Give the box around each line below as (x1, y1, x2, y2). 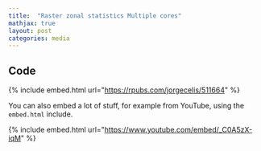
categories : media (8, 34, 70, 43)
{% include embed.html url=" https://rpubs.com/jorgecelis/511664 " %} (8, 85, 240, 95)
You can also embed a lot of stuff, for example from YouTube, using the (8, 101, 244, 111)
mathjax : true (8, 19, 56, 27)
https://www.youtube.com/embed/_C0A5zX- (104, 125, 253, 135)
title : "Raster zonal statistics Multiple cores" (8, 11, 182, 20)
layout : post (8, 27, 52, 35)
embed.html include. (8, 109, 73, 119)
